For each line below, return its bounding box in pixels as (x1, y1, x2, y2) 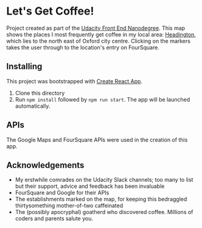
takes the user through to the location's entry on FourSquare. (6, 44, 159, 51)
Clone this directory (15, 89, 65, 97)
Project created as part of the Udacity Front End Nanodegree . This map (6, 24, 186, 32)
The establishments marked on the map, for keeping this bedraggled (15, 196, 187, 203)
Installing (6, 61, 43, 72)
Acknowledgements (6, 160, 85, 170)
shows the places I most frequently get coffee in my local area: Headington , (6, 30, 197, 38)
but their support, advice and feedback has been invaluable (15, 182, 165, 190)
